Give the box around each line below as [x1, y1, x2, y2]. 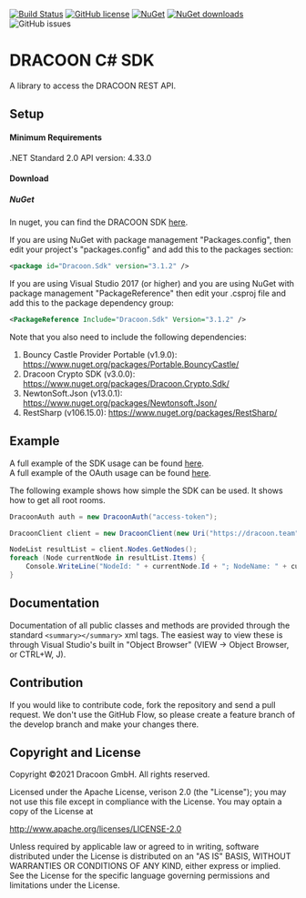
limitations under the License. [9, 880, 120, 891]
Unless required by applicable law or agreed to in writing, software [9, 842, 260, 853]
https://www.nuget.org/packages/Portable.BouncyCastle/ [22, 358, 240, 369]
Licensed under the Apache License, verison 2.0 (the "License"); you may [9, 787, 287, 798]
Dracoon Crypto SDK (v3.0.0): [22, 368, 136, 379]
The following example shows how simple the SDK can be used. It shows [9, 485, 284, 496]
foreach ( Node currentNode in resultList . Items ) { [9, 553, 206, 563]
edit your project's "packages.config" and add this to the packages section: [9, 244, 294, 255]
